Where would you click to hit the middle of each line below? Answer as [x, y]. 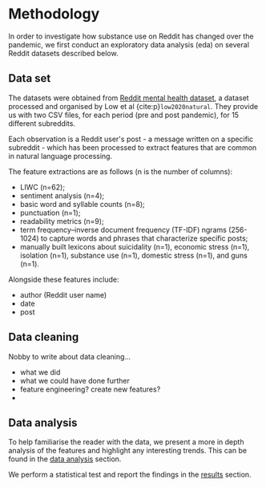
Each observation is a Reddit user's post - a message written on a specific [131, 139]
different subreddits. [42, 123]
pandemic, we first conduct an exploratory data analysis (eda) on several [129, 44]
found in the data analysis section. [65, 459]
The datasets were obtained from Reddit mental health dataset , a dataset [129, 98]
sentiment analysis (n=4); [62, 195]
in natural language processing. [60, 156]
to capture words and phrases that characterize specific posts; [144, 238]
